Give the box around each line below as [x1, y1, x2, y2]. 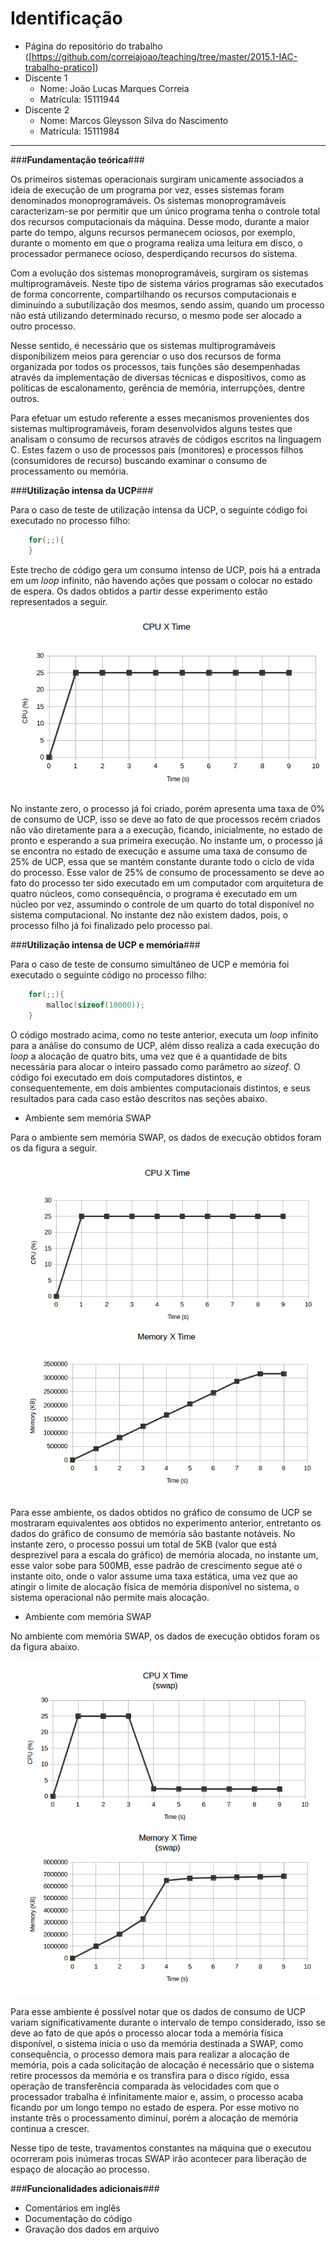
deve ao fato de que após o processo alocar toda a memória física [10, 2027, 284, 2039]
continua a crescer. [10, 2122, 90, 2134]
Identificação [10, 7, 123, 30]
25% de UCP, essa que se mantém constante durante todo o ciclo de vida [10, 855, 315, 867]
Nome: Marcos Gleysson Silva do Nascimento [39, 114, 229, 126]
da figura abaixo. [10, 1641, 80, 1653]
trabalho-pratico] [24, 61, 96, 73]
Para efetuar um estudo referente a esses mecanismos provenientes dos [10, 412, 310, 424]
